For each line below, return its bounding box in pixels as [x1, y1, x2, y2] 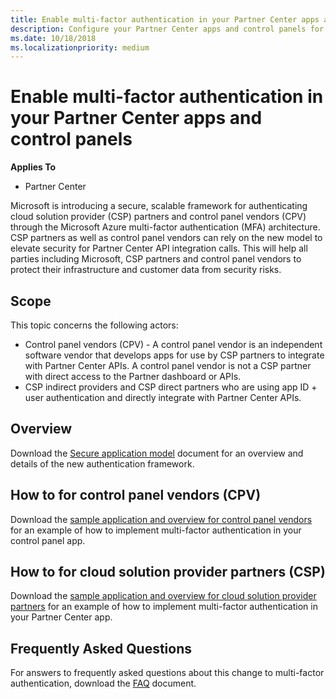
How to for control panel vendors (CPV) [10, 487, 262, 504]
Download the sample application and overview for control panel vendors [10, 513, 313, 525]
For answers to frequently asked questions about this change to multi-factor [10, 667, 325, 679]
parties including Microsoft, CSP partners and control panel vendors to [10, 253, 302, 265]
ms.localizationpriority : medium [10, 42, 150, 53]
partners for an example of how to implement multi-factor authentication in [10, 601, 318, 613]
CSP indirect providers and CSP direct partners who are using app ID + [24, 381, 318, 393]
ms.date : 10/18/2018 [10, 33, 97, 43]
